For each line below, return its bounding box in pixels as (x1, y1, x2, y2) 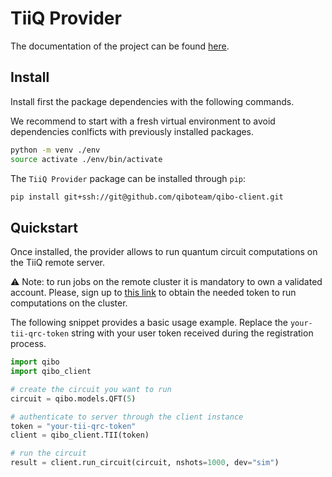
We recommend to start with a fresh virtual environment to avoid (10, 115, 276, 127)
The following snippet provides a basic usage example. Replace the (10, 317, 288, 329)
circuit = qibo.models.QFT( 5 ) (10, 393, 137, 404)
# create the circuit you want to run (10, 384, 172, 394)
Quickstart (10, 219, 79, 236)
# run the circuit (10, 448, 87, 459)
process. (10, 338, 47, 350)
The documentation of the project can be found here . (10, 40, 230, 52)
